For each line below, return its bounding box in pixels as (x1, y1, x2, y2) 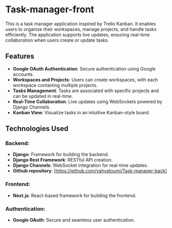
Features (5, 52, 34, 61)
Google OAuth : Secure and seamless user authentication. (12, 217, 135, 223)
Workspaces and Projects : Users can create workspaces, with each (12, 76, 158, 83)
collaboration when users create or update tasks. (5, 37, 109, 43)
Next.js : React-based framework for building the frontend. (12, 192, 137, 199)
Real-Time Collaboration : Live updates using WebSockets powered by (12, 98, 163, 104)
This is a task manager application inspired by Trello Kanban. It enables (5, 21, 156, 27)
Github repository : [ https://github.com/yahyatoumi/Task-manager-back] (12, 168, 167, 174)
